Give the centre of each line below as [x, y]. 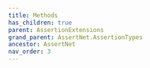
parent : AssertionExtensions [56, 30]
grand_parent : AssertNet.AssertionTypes [76, 37]
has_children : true [40, 23]
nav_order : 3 [30, 52]
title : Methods [33, 15]
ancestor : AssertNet [42, 45]
